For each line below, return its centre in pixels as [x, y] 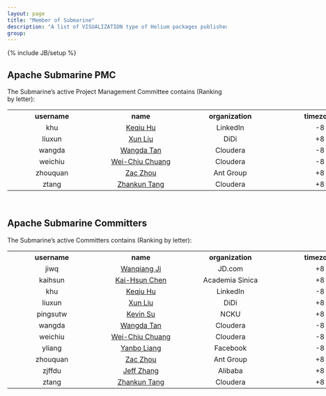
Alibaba [231, 370]
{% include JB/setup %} [42, 53]
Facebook [231, 348]
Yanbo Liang [141, 348]
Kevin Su [141, 314]
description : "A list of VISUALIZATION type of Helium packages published [118, 26]
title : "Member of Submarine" [51, 20]
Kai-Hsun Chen [141, 280]
